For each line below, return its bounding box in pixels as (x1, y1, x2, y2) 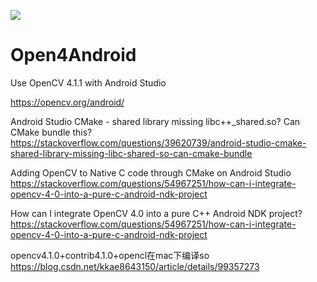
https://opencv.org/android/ (10, 96, 125, 108)
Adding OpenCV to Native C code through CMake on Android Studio (10, 166, 292, 179)
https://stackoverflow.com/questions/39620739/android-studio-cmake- (10, 136, 307, 149)
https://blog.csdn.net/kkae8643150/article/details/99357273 (10, 260, 260, 272)
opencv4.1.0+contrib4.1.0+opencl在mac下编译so (10, 249, 210, 261)
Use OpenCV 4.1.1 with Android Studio (10, 76, 167, 89)
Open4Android (10, 44, 137, 67)
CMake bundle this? (10, 126, 93, 138)
